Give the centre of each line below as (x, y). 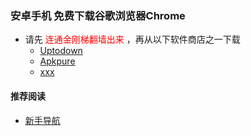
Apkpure (57, 61)
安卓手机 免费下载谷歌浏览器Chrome (98, 15)
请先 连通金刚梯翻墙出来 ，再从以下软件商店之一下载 (132, 39)
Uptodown (61, 51)
